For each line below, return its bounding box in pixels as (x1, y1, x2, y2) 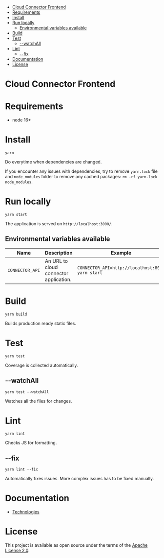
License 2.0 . (5, 548, 30, 554)
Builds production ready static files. (5, 320, 77, 326)
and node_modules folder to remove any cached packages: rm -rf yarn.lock (5, 174, 158, 180)
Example (110, 249, 132, 256)
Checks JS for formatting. (5, 440, 57, 446)
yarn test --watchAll (5, 389, 49, 395)
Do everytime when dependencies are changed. (5, 159, 102, 165)
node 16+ (12, 117, 31, 123)
